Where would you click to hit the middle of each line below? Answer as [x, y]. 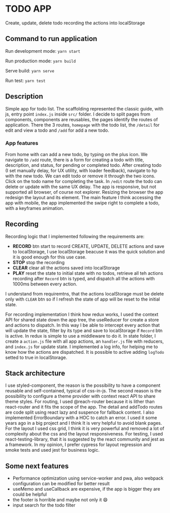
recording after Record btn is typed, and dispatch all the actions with [83, 278]
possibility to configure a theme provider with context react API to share [80, 396]
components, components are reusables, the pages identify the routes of [82, 119]
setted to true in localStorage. [36, 357]
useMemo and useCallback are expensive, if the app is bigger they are [86, 489]
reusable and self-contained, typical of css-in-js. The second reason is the [83, 391]
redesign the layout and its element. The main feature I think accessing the [83, 197]
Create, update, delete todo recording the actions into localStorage [75, 23]
